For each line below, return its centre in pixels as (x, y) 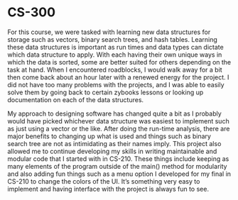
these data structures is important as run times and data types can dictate (115, 47)
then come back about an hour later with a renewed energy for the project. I (118, 77)
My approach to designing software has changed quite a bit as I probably (114, 113)
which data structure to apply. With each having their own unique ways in (115, 55)
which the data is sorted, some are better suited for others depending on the (119, 62)
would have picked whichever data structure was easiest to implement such (118, 121)
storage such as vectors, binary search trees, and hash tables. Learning (113, 39)
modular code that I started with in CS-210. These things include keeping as (118, 159)
